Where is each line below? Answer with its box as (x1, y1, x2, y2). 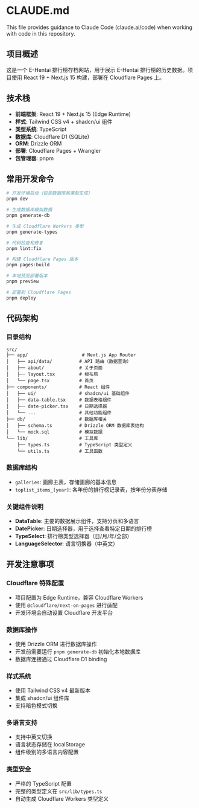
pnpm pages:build (6, 262, 50, 268)
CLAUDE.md (6, 4, 70, 18)
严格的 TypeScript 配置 (14, 780, 72, 787)
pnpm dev (6, 196, 28, 202)
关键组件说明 (6, 502, 44, 511)
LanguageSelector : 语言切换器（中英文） (14, 540, 119, 547)
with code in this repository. (6, 30, 75, 37)
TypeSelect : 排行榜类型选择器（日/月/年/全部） (14, 532, 133, 539)
